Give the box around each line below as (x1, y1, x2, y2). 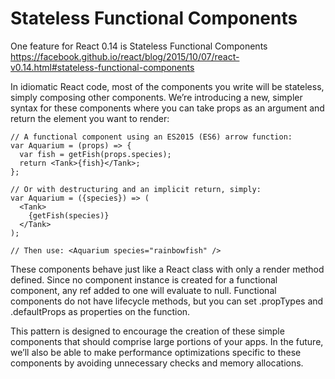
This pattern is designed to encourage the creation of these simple (10, 325, 285, 337)
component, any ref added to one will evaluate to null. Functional (10, 284, 277, 296)
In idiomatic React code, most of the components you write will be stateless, (10, 80, 325, 92)
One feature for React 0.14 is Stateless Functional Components (10, 40, 268, 52)
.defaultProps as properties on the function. (10, 305, 191, 317)
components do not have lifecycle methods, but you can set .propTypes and (10, 295, 324, 307)
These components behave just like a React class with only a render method (10, 263, 325, 275)
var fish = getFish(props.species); (19, 149, 172, 159)
